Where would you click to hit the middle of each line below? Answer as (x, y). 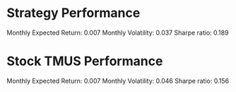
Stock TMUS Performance (85, 61)
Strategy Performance (73, 13)
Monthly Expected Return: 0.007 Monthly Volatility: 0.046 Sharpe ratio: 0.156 (118, 81)
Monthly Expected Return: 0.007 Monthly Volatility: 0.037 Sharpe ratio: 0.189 (118, 33)
